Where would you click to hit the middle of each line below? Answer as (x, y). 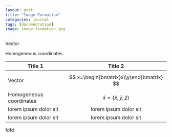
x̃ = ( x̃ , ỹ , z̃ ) (116, 98)
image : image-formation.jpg (35, 29)
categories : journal (27, 19)
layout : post (19, 10)
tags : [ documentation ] (29, 24)
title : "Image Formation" (33, 15)
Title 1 (35, 66)
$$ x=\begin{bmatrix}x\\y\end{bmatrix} (116, 77)
